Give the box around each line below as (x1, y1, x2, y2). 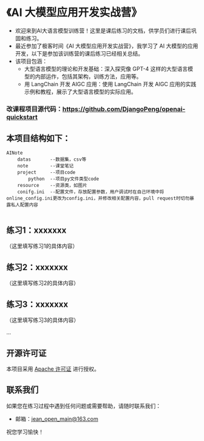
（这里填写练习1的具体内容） (6, 242, 78, 250)
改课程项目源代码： (6, 104, 63, 113)
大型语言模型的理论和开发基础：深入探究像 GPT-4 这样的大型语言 (24, 65, 188, 72)
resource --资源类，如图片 (17, 182, 88, 188)
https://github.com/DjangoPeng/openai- (62, 104, 186, 113)
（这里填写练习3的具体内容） (6, 316, 79, 324)
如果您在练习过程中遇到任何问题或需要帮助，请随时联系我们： (6, 402, 161, 409)
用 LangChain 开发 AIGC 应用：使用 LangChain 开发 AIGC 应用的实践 (24, 80, 197, 87)
